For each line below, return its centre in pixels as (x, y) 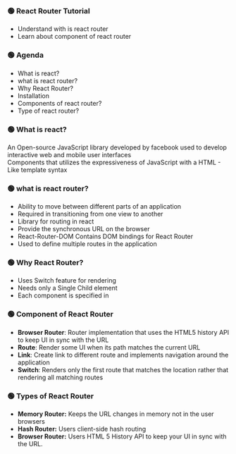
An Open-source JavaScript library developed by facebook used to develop (117, 147)
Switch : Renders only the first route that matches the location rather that (123, 369)
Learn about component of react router (74, 37)
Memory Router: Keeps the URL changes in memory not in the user (116, 414)
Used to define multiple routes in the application (87, 244)
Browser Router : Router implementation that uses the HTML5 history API (123, 332)
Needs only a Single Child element (67, 288)
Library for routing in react (56, 221)
